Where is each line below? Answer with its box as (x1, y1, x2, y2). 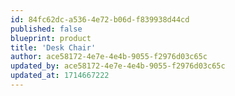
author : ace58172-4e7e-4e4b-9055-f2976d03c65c (10, 52, 208, 62)
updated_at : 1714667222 (10, 71, 110, 81)
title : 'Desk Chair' (10, 42, 97, 53)
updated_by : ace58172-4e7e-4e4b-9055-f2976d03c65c (10, 61, 226, 71)
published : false (10, 24, 83, 34)
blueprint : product (10, 33, 92, 43)
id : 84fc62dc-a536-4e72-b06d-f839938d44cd (10, 14, 190, 25)
